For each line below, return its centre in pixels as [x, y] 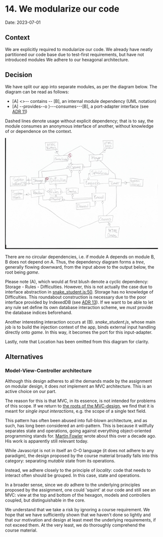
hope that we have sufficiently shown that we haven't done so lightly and [78, 515]
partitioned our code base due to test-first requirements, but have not [74, 54]
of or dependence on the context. [39, 131]
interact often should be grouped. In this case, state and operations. [73, 475]
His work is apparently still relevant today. [47, 441]
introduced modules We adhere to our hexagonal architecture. [67, 60]
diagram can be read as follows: [37, 92]
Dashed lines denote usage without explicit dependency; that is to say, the [79, 121]
